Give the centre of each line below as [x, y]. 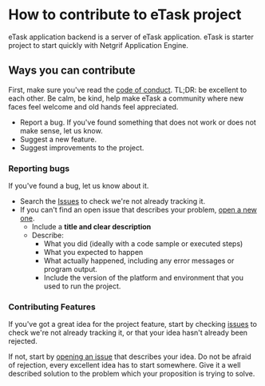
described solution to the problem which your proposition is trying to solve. [132, 374]
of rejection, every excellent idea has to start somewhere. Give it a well [125, 365]
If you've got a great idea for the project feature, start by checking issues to [133, 324]
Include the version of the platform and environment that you [144, 278]
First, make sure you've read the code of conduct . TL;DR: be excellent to [128, 90]
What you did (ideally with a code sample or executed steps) [143, 244]
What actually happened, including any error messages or [139, 261]
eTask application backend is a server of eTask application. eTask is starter [131, 37]
